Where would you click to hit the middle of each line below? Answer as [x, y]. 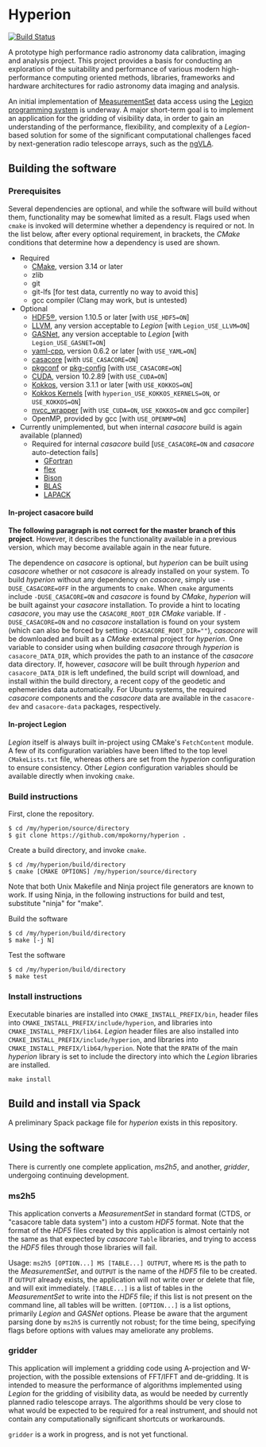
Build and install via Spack [75, 1104]
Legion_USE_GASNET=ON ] [68, 342]
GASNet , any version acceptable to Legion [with [110, 334]
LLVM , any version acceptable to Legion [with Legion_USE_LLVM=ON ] [141, 325]
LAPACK [57, 494]
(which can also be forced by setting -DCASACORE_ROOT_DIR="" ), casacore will [133, 630]
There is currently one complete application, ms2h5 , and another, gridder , [129, 1167]
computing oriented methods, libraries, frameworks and [144, 77]
